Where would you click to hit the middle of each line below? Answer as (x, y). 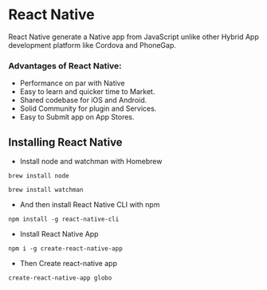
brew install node (39, 176)
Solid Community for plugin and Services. (88, 108)
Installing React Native (65, 142)
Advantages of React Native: (65, 65)
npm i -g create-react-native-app (66, 249)
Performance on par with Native (72, 83)
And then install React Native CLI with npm (90, 205)
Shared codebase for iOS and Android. (83, 100)
